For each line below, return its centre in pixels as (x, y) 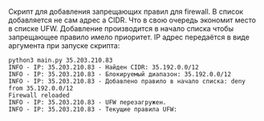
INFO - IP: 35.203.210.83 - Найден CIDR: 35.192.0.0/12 (104, 67)
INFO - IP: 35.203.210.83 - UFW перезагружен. (87, 103)
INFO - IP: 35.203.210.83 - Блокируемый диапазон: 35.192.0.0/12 (120, 75)
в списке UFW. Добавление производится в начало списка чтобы (121, 28)
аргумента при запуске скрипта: (64, 46)
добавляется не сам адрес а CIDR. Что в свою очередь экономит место (132, 20)
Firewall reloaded (39, 95)
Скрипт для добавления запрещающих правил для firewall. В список (126, 12)
